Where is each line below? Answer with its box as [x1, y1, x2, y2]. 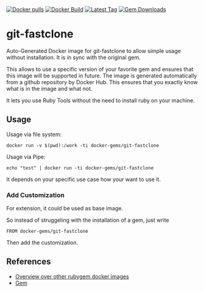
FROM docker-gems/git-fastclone [6, 229, 88, 235]
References [6, 257, 51, 267]
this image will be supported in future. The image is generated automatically [6, 72, 197, 79]
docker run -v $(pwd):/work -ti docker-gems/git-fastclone [6, 142, 160, 149]
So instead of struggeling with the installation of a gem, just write [6, 216, 169, 224]
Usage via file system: [6, 130, 62, 138]
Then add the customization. [6, 239, 79, 246]
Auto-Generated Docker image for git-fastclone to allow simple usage [6, 47, 181, 54]
